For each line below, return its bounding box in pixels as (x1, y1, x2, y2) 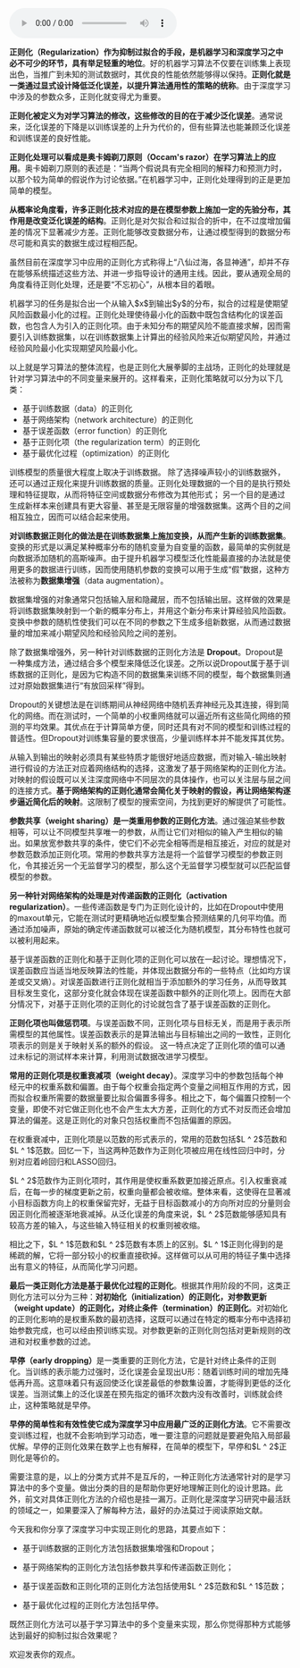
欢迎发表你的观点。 (9, 1649, 80, 1659)
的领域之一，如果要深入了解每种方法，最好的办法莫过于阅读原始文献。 (9, 1505, 268, 1515)
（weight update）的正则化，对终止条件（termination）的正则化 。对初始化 (9, 1302, 288, 1313)
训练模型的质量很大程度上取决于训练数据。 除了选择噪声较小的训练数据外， (9, 467, 286, 477)
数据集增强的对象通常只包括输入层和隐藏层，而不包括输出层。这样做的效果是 (9, 594, 291, 604)
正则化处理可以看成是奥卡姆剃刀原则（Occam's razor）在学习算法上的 (9, 152, 269, 162)
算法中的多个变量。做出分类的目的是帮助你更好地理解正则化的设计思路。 (9, 1483, 275, 1493)
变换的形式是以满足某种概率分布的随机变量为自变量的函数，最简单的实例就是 (9, 542, 291, 552)
